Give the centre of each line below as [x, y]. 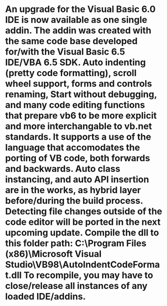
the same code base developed [71, 41]
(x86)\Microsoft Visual [53, 254]
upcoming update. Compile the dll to [82, 233]
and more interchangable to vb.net [79, 126]
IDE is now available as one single [76, 20]
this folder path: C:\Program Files [76, 243]
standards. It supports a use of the [78, 137]
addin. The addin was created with [78, 31]
